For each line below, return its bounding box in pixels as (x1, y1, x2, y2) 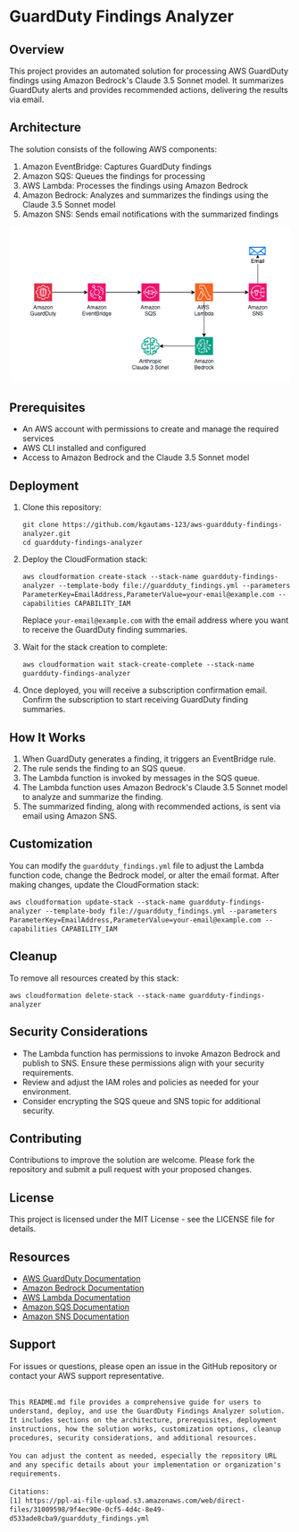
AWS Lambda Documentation (21, 1291, 131, 1303)
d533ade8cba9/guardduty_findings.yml (9, 1514, 150, 1523)
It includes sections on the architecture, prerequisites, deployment (9, 1416, 278, 1425)
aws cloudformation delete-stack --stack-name (9, 991, 186, 1000)
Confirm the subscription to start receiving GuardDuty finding (21, 694, 248, 705)
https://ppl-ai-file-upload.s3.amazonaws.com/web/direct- (25, 1496, 245, 1505)
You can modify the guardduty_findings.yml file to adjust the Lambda (9, 860, 265, 871)
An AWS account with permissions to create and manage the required (21, 423, 279, 435)
